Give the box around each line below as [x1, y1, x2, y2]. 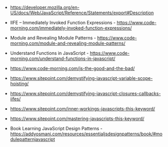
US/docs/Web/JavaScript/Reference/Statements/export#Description [10, 10, 154, 16]
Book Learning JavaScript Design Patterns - [10, 126, 103, 131]
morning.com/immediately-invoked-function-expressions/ [10, 25, 132, 31]
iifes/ [10, 96, 21, 102]
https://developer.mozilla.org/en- [10, 5, 80, 10]
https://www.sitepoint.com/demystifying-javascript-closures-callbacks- [10, 91, 161, 96]
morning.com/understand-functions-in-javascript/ [10, 55, 116, 62]
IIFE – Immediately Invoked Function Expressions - [10, 20, 116, 25]
